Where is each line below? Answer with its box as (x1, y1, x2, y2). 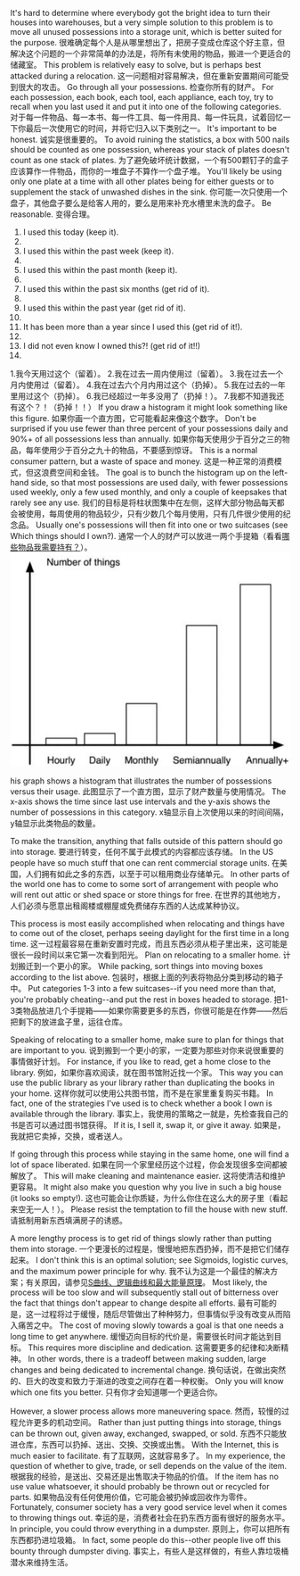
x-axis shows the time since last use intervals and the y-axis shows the (10, 796, 271, 807)
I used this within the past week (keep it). (22, 245, 174, 256)
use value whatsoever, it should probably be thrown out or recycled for (10, 1481, 270, 1491)
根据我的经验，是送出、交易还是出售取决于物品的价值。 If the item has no (10, 1471, 280, 1481)
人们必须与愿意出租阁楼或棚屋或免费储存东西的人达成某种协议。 (10, 900, 244, 911)
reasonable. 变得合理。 (10, 209, 95, 220)
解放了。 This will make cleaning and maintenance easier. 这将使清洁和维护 (10, 1170, 286, 1181)
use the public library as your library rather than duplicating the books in (10, 1077, 275, 1088)
